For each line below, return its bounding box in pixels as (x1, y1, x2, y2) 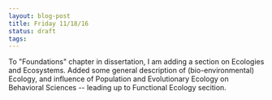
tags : (8, 34, 27, 43)
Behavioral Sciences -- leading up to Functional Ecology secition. (8, 83, 227, 93)
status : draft (8, 27, 57, 35)
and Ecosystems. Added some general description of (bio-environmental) (8, 66, 254, 76)
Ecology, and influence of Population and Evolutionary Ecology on (8, 74, 229, 84)
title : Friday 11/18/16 (8, 20, 89, 28)
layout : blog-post (8, 11, 71, 20)
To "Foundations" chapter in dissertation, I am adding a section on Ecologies (8, 57, 265, 67)
